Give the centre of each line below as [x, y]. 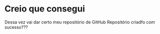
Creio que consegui [45, 9]
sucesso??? [16, 27]
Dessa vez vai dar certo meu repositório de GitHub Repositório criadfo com [80, 22]
